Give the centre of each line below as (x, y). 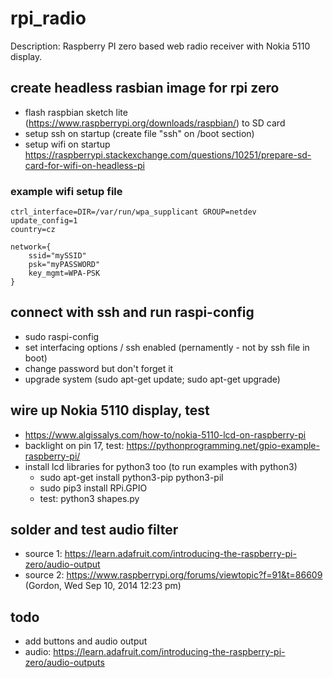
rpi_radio (48, 18)
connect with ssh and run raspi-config (132, 312)
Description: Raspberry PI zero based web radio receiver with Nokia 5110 (160, 46)
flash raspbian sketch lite (76, 112)
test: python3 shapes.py (89, 498)
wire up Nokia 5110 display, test (110, 410)
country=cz (33, 230)
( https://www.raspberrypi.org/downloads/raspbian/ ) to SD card (155, 123)
